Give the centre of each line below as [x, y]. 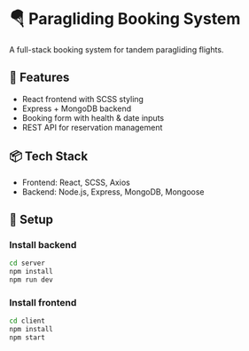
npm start [27, 337]
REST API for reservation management [92, 127]
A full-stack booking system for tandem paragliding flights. [117, 49]
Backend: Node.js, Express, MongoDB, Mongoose [113, 191]
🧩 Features [39, 78]
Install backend [43, 244]
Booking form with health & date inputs [93, 117]
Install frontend [43, 302]
